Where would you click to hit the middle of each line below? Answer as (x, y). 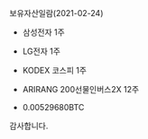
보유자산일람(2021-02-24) (56, 13)
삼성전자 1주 (43, 32)
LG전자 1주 (42, 51)
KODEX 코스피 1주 (55, 70)
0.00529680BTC (53, 107)
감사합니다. (29, 126)
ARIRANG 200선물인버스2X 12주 (81, 89)
